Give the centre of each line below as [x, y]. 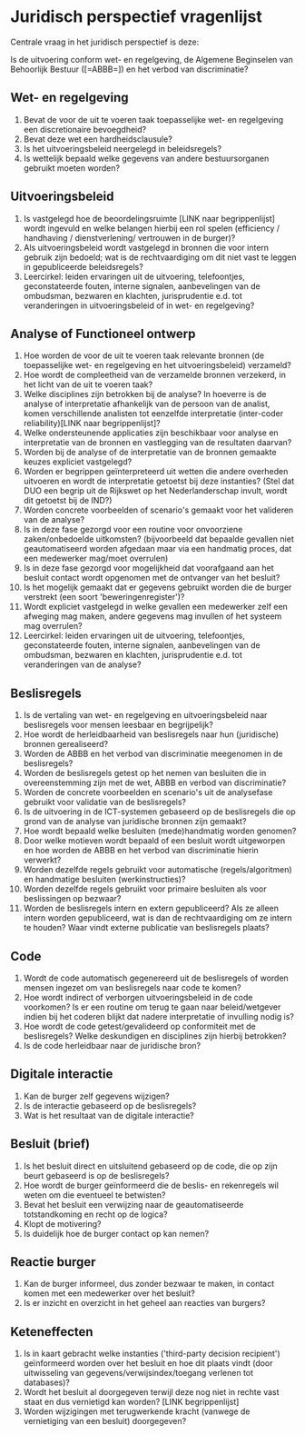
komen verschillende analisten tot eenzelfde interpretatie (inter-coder [153, 414]
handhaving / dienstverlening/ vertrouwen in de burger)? [129, 237]
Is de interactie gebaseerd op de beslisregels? [110, 1105]
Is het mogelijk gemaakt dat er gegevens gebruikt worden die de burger [157, 587]
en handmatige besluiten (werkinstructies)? [104, 880]
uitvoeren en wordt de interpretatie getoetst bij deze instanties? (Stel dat [158, 481]
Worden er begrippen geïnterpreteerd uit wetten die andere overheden [156, 472]
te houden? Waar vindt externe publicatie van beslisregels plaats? [147, 928]
